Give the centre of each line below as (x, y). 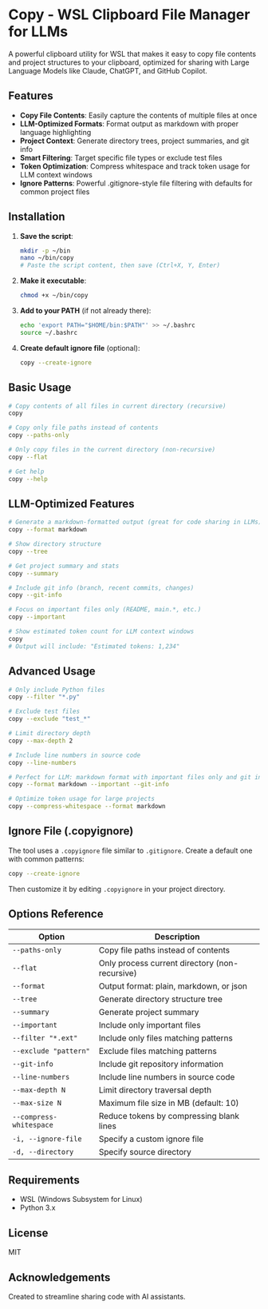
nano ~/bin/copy (47, 258)
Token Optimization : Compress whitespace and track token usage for (135, 166)
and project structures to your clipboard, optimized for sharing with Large (129, 62)
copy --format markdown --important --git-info (89, 785)
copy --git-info (35, 595)
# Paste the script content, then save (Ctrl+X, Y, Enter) (120, 265)
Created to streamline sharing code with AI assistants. (97, 1296)
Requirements (44, 1180)
